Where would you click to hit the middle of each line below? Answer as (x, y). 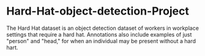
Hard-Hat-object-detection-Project (98, 11)
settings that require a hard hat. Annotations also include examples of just (99, 34)
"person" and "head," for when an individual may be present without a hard (101, 41)
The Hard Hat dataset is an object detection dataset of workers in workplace (102, 28)
